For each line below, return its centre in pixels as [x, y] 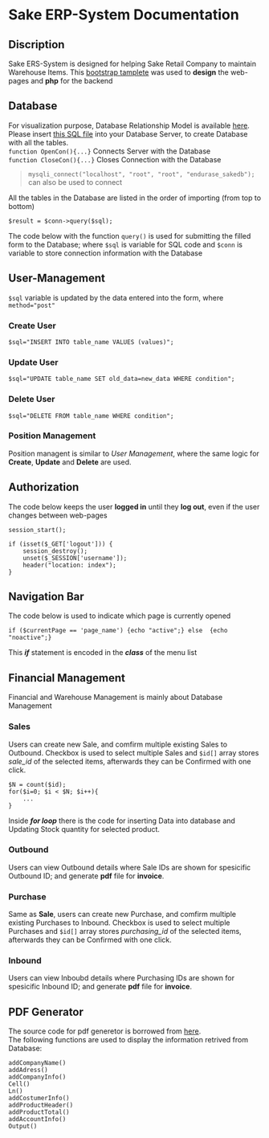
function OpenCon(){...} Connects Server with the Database [110, 151]
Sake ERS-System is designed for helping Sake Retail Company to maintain [132, 63]
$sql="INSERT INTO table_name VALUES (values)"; [91, 342]
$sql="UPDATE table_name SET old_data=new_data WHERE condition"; [122, 379]
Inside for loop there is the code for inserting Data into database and [122, 821]
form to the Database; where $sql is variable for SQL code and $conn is [126, 244]
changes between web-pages [58, 515]
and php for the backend [72, 81]
